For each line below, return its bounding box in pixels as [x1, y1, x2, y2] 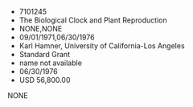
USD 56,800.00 [18, 76, 71, 84]
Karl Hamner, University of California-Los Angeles [18, 41, 186, 51]
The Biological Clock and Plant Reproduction [18, 15, 167, 25]
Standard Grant [18, 50, 70, 59]
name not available [18, 58, 82, 68]
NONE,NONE [18, 24, 63, 33]
